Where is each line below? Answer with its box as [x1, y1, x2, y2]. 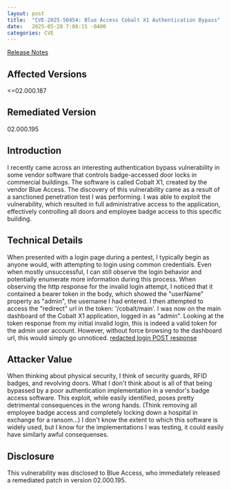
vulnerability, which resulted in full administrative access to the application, [7, 199, 221, 208]
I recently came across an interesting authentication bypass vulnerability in [7, 163, 220, 171]
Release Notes [7, 48, 48, 57]
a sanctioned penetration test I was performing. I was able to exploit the [7, 193, 212, 201]
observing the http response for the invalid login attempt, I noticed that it [7, 282, 213, 291]
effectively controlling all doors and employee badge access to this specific [7, 207, 222, 215]
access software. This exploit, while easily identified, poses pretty [7, 394, 194, 402]
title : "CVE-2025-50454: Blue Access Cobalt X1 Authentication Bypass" [7, 17, 221, 23]
